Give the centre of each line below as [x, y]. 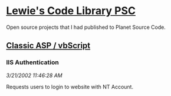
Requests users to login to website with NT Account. [70, 87]
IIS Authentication [32, 62]
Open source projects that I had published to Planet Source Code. [86, 27]
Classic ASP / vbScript [48, 46]
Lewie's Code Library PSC [71, 11]
